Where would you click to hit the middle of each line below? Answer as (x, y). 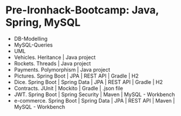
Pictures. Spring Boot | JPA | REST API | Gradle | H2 (76, 76)
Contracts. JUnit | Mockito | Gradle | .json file (69, 88)
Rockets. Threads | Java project (52, 63)
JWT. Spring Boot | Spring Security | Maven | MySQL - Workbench (94, 94)
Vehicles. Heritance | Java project (55, 57)
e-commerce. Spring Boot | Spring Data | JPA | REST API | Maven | (94, 100)
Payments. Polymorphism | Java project (62, 69)
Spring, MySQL (43, 22)
